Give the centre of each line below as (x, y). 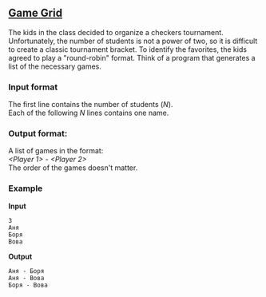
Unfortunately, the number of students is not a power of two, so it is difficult (133, 41)
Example (26, 188)
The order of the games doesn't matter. (73, 168)
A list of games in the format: (56, 151)
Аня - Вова (26, 278)
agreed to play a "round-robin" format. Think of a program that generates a (132, 57)
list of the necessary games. (55, 66)
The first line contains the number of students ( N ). (91, 105)
